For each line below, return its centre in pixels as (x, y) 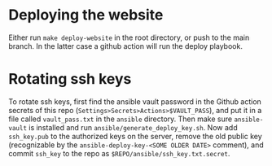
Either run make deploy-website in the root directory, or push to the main (129, 37)
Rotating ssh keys (70, 79)
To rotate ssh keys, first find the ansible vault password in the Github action (135, 101)
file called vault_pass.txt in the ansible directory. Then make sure (121, 119)
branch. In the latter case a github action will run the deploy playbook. (125, 46)
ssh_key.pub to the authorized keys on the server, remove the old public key (135, 136)
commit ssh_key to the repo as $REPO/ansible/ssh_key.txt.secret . (119, 153)
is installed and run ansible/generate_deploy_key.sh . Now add (133, 127)
